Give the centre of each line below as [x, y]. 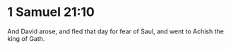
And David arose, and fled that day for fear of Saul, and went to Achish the [115, 31]
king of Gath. [26, 38]
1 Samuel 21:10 [51, 12]
